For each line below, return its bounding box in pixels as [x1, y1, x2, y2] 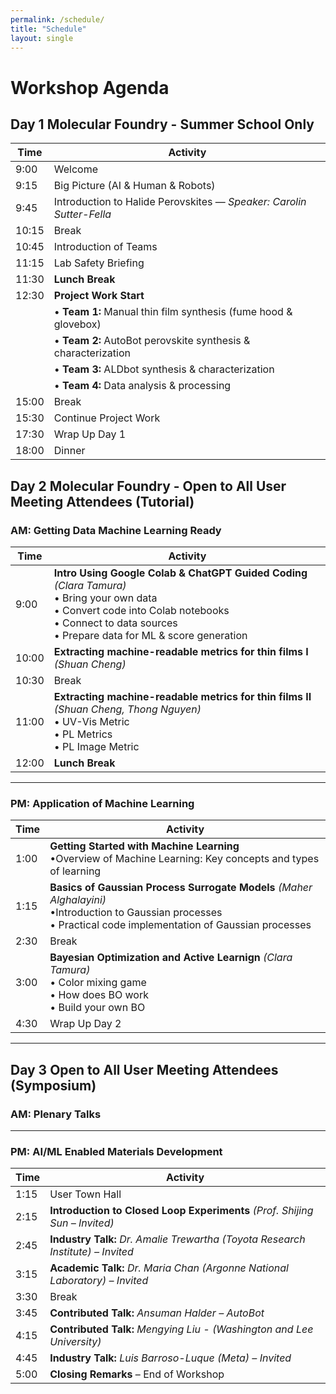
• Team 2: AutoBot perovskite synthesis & [53, 334, 251, 348]
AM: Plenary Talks [10, 1107, 102, 1121]
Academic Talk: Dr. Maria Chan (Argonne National [49, 1261, 289, 1275]
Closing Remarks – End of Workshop [49, 1367, 225, 1381]
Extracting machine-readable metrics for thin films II [53, 690, 312, 704]
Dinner [53, 444, 86, 458]
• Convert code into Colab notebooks [53, 604, 230, 618]
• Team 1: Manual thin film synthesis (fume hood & [53, 305, 293, 319]
